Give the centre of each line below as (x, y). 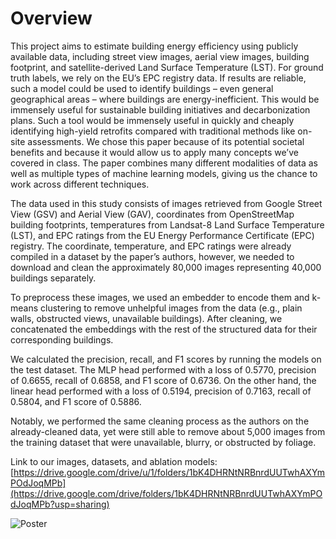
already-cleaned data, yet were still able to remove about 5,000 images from (168, 431)
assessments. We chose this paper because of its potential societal (166, 141)
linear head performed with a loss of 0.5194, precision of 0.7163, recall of (161, 391)
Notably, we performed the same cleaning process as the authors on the (160, 421)
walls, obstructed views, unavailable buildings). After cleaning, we (146, 318)
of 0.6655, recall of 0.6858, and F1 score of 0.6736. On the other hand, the (163, 380)
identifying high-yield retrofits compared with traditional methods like (153, 131)
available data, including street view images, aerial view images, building (160, 56)
